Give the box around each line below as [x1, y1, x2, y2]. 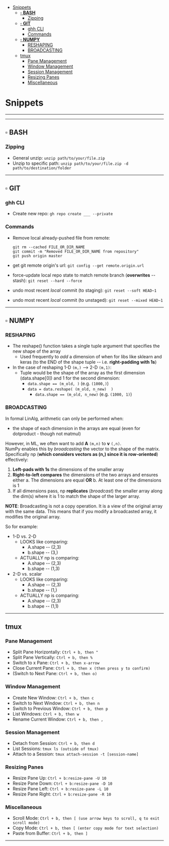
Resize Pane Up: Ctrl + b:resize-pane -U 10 [12, 775, 107, 781]
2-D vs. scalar [12, 571, 42, 577]
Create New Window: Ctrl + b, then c [12, 694, 94, 700]
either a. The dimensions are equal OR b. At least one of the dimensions [12, 477, 162, 483]
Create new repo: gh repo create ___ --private [12, 211, 113, 217]
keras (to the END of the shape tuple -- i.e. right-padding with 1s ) [20, 359, 157, 365]
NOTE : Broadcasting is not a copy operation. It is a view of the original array [5, 503, 163, 509]
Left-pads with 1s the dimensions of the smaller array [12, 466, 124, 472]
